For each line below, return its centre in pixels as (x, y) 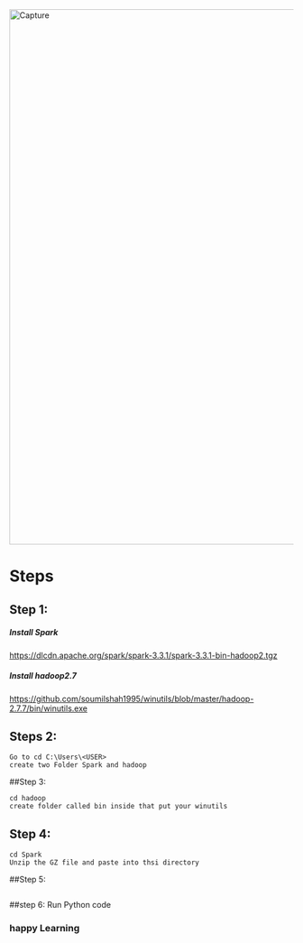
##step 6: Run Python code (60, 905)
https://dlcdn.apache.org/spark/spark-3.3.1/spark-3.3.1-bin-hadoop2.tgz (143, 655)
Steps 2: (33, 736)
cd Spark (26, 855)
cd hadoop (28, 799)
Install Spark (34, 633)
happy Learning (45, 929)
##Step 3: (28, 782)
